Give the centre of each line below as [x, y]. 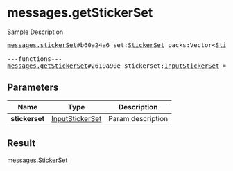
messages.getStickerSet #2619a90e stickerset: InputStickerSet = [117, 66]
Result [21, 143]
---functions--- [35, 59]
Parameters [33, 88]
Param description [138, 118]
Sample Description [35, 32]
